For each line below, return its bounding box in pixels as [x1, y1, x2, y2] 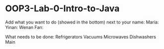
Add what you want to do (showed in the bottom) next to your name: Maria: [5, 19, 159, 25]
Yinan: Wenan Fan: [5, 24, 44, 30]
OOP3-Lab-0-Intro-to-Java [5, 3, 120, 14]
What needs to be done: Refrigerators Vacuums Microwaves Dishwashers [5, 34, 157, 40]
